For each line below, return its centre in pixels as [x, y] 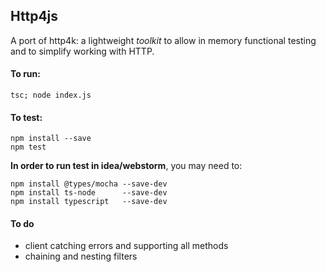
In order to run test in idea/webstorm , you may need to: [126, 166]
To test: [26, 117]
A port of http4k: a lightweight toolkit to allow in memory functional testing [163, 40]
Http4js [34, 16]
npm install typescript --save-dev [89, 202]
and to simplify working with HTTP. [82, 51]
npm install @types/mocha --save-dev [89, 184]
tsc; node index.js [51, 95]
